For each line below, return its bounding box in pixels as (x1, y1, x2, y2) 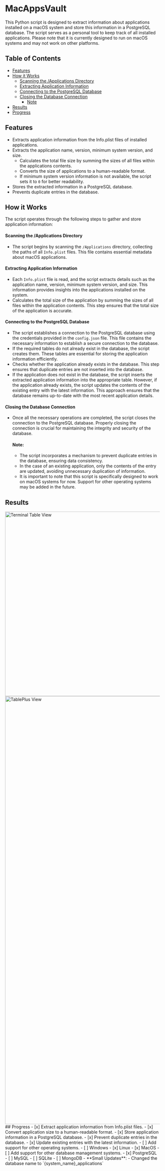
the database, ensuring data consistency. (19, 458, 103, 464)
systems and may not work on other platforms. (5, 40, 100, 46)
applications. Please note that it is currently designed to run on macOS (5, 35, 148, 41)
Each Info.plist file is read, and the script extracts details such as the (12, 276, 155, 282)
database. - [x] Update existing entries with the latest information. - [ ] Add (5, 1140, 157, 1145)
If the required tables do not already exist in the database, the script (12, 345, 150, 351)
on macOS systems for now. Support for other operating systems (19, 479, 151, 485)
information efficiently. (12, 356, 58, 362)
